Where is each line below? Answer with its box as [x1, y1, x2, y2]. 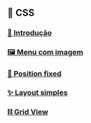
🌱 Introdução [7, 28, 52, 38]
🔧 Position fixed [7, 69, 62, 79]
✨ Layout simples [7, 88, 68, 98]
